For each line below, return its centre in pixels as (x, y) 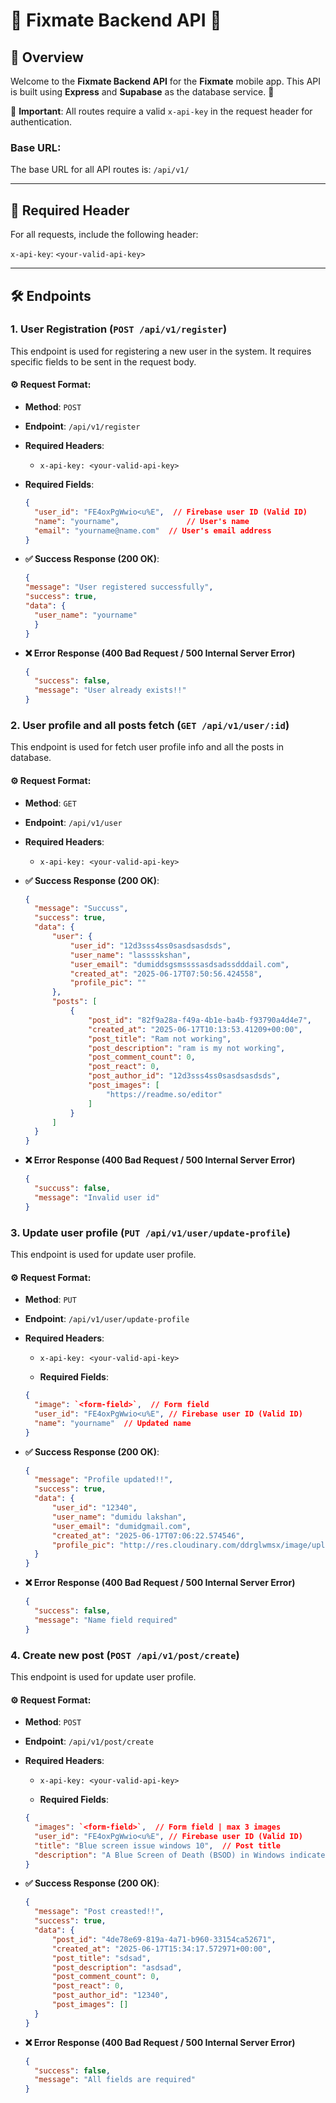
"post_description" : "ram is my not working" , (187, 1048)
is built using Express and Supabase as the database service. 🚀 (142, 92)
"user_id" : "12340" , (94, 1508)
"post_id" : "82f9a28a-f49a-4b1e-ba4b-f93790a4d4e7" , (200, 1020)
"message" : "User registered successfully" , (119, 587)
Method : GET (50, 803)
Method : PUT (50, 1300)
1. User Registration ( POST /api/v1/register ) (119, 329)
